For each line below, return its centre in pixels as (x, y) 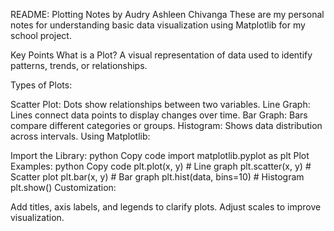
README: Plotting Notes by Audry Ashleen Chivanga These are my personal (167, 14)
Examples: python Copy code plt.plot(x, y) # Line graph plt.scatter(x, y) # (161, 166)
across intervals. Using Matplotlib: (80, 136)
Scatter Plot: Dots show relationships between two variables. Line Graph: (160, 104)
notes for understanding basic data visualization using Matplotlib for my (158, 25)
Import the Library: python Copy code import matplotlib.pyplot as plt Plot (160, 155)
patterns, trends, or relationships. (79, 65)
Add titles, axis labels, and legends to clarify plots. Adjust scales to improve (166, 207)
